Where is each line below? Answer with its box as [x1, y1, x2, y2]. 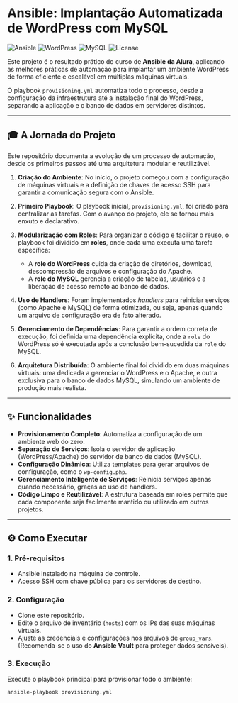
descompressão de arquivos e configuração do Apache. [28, 267, 193, 275]
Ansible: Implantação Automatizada [7, 5, 223, 21]
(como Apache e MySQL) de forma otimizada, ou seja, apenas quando [17, 303, 223, 311]
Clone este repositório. [17, 611, 85, 619]
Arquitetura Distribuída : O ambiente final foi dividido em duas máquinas [17, 360, 229, 370]
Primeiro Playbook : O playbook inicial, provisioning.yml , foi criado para [17, 201, 229, 210]
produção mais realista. [17, 383, 86, 392]
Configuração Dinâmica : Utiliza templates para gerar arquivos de [17, 460, 210, 468]
